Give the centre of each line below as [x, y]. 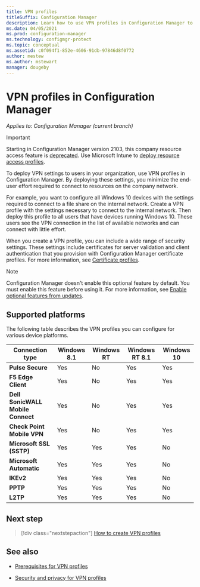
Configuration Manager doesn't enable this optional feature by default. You [98, 283]
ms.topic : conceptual [33, 45]
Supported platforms [46, 314]
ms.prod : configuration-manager [46, 34]
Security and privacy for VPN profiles [60, 577]
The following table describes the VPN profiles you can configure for [90, 329]
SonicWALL [26, 402]
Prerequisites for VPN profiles [51, 566]
